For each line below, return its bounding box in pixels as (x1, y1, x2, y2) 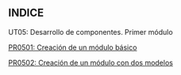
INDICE (8, 6, 44, 20)
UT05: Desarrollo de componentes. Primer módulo (8, 27, 173, 36)
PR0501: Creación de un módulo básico (8, 43, 137, 52)
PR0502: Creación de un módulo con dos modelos (8, 58, 173, 67)
